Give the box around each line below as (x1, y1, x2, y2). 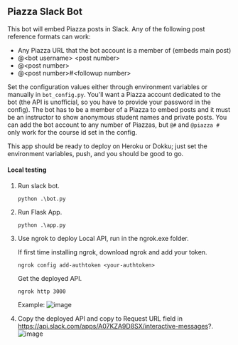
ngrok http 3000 (17, 288, 66, 295)
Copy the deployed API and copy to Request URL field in (17, 314, 183, 323)
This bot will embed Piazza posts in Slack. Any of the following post (7, 24, 205, 33)
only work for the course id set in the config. (7, 128, 137, 136)
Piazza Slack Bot (7, 6, 83, 18)
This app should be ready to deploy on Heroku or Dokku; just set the (7, 142, 208, 150)
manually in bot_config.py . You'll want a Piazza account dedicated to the (7, 90, 222, 98)
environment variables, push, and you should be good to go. (7, 149, 184, 158)
